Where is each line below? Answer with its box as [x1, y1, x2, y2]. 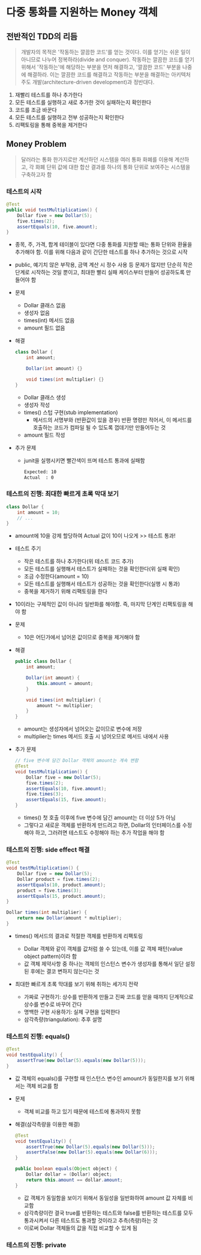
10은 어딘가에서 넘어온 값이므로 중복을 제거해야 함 [23, 634, 140, 641]
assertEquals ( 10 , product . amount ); [17, 882, 106, 888]
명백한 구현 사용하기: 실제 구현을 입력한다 [23, 1008, 121, 1015]
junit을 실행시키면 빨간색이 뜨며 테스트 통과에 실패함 [23, 456, 145, 464]
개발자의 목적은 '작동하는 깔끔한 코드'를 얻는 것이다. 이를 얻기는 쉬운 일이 [20, 49, 191, 55]
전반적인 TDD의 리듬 [6, 31, 78, 41]
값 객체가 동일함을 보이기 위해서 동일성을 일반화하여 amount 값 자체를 [23, 1194, 187, 1201]
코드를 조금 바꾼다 [14, 106, 57, 113]
